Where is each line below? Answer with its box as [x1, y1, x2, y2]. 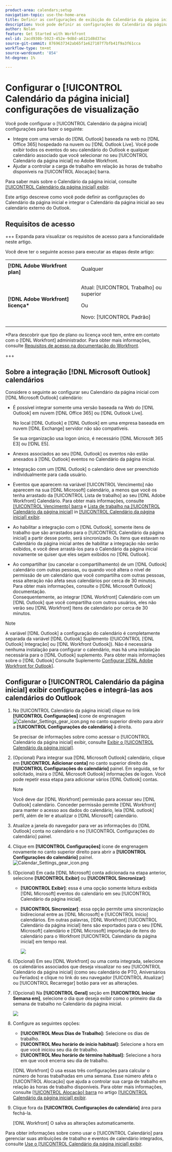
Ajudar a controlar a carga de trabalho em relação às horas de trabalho [12, 163, 163, 169]
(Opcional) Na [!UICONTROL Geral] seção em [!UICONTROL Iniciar [12, 989, 156, 996]
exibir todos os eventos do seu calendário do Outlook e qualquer [12, 147, 149, 153]
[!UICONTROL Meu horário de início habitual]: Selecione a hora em [20, 1041, 164, 1047]
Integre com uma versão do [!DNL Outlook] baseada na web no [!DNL [12, 136, 160, 142]
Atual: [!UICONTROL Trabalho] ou [81, 284, 162, 291]
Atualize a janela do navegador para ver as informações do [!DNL [12, 822, 150, 828]
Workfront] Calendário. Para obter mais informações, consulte [12, 498, 144, 504]
